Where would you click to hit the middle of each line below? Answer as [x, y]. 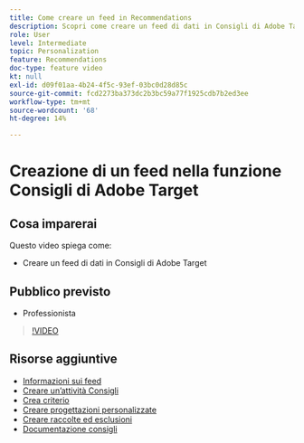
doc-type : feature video [56, 69]
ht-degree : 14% [38, 118]
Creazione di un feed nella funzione [146, 171]
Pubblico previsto [60, 292]
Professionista [49, 313]
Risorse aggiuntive [63, 359]
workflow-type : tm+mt [50, 102]
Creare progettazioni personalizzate [89, 410]
